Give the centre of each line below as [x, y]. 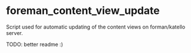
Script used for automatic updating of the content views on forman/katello [96, 27]
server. [15, 33]
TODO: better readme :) [35, 44]
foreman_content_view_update [83, 11]
